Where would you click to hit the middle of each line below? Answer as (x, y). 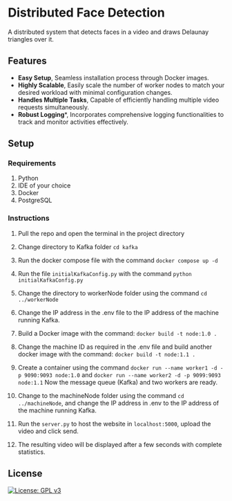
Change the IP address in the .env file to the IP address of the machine (118, 312)
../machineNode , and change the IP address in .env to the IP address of (118, 403)
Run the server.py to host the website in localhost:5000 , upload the (114, 423)
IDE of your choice (44, 185)
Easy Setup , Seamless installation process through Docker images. (113, 78)
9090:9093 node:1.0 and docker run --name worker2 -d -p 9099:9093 (123, 374)
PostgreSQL (35, 200)
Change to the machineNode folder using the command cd (101, 395)
